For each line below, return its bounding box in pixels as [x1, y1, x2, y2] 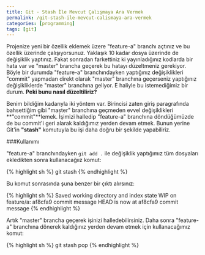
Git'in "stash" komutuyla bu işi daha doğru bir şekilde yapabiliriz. [6, 126, 171, 133]
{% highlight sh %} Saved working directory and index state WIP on [6, 192, 177, 199]
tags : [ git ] [6, 26, 37, 32]
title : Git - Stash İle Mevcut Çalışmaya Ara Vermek [6, 9, 144, 15]
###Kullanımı [6, 138, 40, 146]
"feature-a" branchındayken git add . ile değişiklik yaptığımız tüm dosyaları [6, 150, 199, 157]
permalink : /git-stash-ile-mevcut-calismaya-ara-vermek [6, 15, 152, 21]
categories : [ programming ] [6, 20, 75, 26]
